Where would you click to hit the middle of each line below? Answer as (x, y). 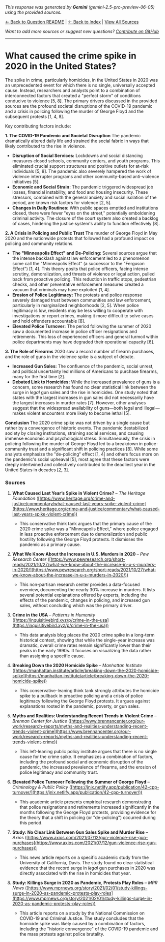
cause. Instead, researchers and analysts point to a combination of (72, 90)
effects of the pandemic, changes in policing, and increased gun (85, 600)
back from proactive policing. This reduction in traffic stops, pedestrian (84, 279)
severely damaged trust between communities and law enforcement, (82, 300)
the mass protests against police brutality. (62, 934)
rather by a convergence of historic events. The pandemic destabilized (77, 428)
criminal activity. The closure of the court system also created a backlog (85, 218)
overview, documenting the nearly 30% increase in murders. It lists (87, 590)
